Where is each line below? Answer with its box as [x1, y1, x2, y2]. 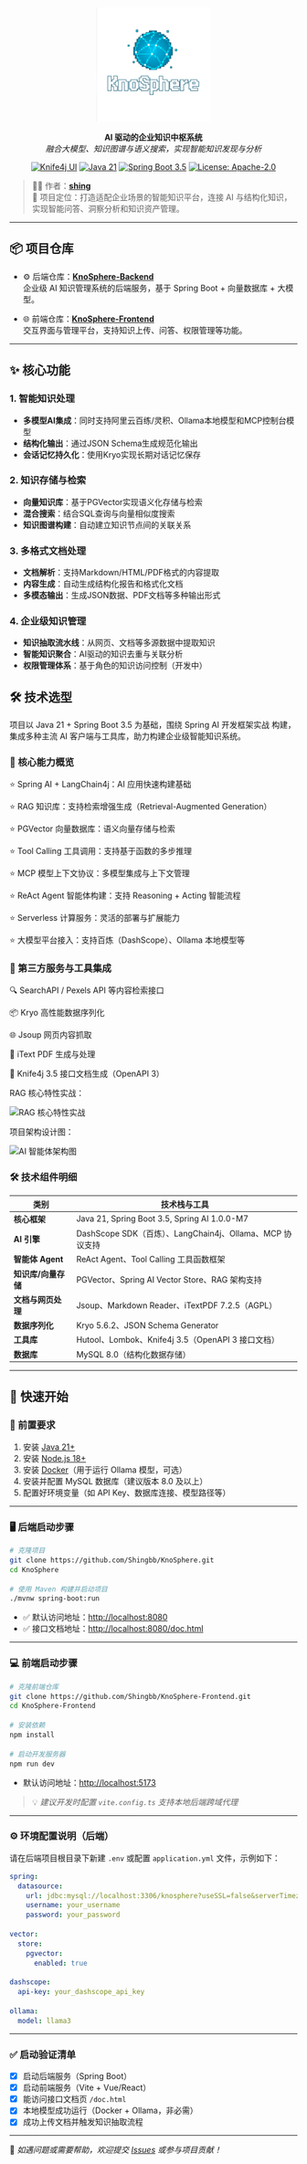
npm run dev [9, 1759, 55, 1768]
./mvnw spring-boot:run [9, 1594, 101, 1603]
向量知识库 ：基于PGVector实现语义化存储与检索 [22, 496, 204, 507]
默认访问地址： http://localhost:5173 [22, 1777, 157, 1788]
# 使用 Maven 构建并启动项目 [9, 1584, 108, 1594]
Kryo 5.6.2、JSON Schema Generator [76, 1320, 219, 1331]
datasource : [17, 1881, 64, 1891]
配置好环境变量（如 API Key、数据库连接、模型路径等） [22, 1487, 231, 1498]
